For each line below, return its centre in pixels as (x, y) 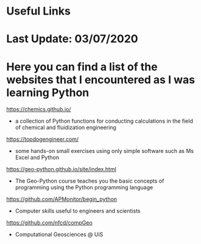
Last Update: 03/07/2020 (72, 39)
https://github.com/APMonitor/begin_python (62, 199)
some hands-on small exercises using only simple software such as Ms (104, 151)
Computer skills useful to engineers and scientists (78, 211)
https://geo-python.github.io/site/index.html (62, 169)
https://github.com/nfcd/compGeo (49, 223)
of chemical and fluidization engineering (66, 127)
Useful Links (39, 11)
